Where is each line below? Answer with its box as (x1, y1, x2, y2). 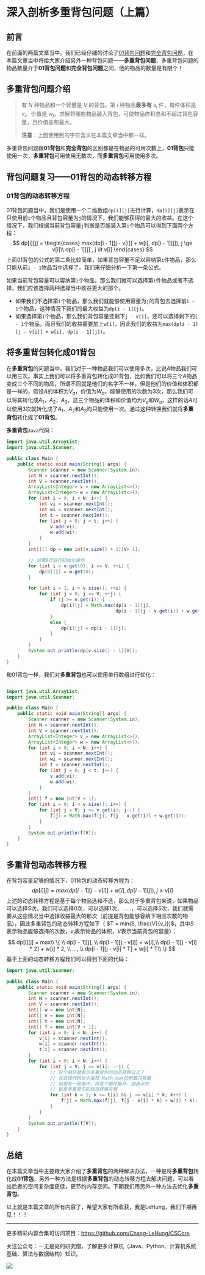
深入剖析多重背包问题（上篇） (6, 5, 157, 20)
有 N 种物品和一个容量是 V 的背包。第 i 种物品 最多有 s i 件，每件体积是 (21, 101, 196, 110)
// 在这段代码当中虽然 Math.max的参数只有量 (49, 1075, 151, 1081)
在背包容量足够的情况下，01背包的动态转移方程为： (6, 877, 135, 885)
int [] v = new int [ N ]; (28, 1013, 86, 1019)
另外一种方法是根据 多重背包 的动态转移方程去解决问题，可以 (38, 1175, 189, 1182)
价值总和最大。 (37, 118, 75, 126)
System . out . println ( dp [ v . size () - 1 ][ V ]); (28, 648, 138, 654)
